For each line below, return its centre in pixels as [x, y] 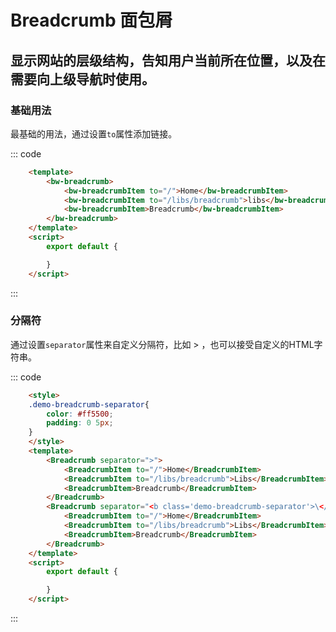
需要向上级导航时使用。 [82, 79]
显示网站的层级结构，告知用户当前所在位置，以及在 [168, 60]
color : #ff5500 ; [80, 414]
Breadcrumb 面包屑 [91, 20]
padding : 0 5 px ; [80, 423]
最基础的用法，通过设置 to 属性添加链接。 [94, 133]
